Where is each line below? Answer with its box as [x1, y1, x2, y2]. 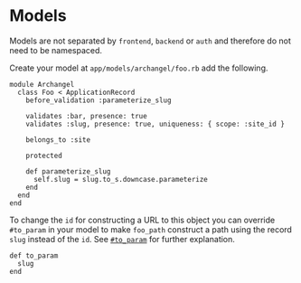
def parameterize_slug [25, 166, 111, 176]
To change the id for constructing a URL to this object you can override [9, 214, 276, 225]
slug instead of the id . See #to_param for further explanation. [9, 233, 235, 244]
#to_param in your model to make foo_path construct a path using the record [9, 223, 292, 235]
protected [25, 151, 63, 160]
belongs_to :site [25, 135, 91, 145]
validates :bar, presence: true [25, 111, 147, 120]
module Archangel [9, 80, 75, 89]
